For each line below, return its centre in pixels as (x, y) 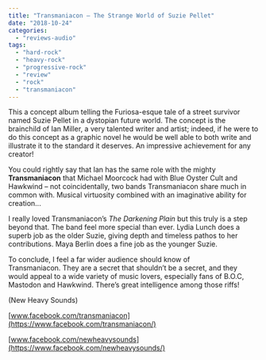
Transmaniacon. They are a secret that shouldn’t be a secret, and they (123, 268)
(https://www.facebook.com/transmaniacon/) (82, 324)
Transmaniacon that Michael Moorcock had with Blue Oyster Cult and (123, 178)
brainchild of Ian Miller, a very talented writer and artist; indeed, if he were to (133, 129)
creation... (25, 203)
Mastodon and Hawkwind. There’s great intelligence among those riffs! (124, 285)
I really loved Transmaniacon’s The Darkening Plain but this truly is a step (128, 219)
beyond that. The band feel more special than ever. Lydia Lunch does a (124, 227)
